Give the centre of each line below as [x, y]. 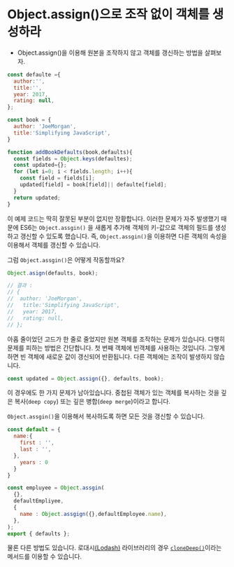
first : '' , [37, 443]
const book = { [29, 120]
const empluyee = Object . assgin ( [56, 488]
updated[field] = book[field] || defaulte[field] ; [94, 185]
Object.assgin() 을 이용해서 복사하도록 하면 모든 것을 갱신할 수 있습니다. [106, 416]
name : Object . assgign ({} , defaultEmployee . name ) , [94, 514]
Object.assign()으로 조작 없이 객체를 [108, 14]
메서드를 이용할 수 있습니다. [45, 556]
